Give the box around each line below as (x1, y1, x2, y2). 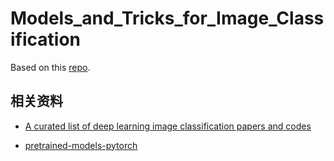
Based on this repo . (10, 61, 91, 73)
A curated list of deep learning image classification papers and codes (24, 120, 312, 132)
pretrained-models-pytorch (24, 139, 138, 151)
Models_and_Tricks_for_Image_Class (10, 7, 325, 30)
